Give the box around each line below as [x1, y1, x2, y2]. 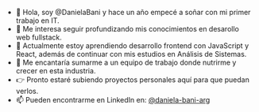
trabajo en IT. [15, 16, 60, 25]
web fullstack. [15, 32, 62, 42]
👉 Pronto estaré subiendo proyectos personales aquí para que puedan [15, 75, 250, 84]
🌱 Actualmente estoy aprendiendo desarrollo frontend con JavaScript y [15, 41, 249, 50]
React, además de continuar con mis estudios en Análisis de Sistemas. [15, 50, 247, 58]
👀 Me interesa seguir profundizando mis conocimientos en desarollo [15, 24, 240, 33]
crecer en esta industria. [15, 66, 96, 75]
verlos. [15, 87, 39, 95]
